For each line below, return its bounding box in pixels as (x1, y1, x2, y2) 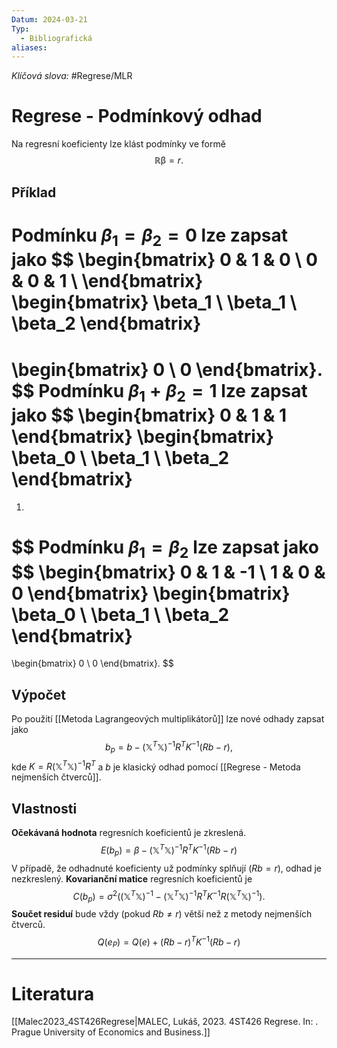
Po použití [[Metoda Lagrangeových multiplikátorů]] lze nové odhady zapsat (11, 713, 325, 725)
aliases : (11, 42, 48, 53)
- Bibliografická (20, 33, 93, 43)
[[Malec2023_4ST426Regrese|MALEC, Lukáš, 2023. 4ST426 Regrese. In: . (11, 1016, 319, 1028)
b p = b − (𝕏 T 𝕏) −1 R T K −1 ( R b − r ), (105, 739, 233, 755)
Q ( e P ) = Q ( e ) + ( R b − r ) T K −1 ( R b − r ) (97, 934, 241, 950)
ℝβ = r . (154, 154, 184, 166)
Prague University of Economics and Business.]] (11, 1026, 211, 1038)
